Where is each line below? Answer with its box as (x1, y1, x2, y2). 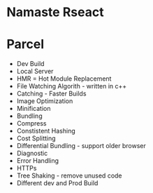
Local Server (16, 67, 54, 76)
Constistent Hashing (16, 127, 76, 135)
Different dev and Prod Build (16, 179, 99, 187)
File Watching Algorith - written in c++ (16, 82, 127, 91)
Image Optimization (16, 97, 73, 105)
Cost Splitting (16, 134, 57, 142)
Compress (16, 119, 47, 128)
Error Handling (16, 157, 59, 165)
